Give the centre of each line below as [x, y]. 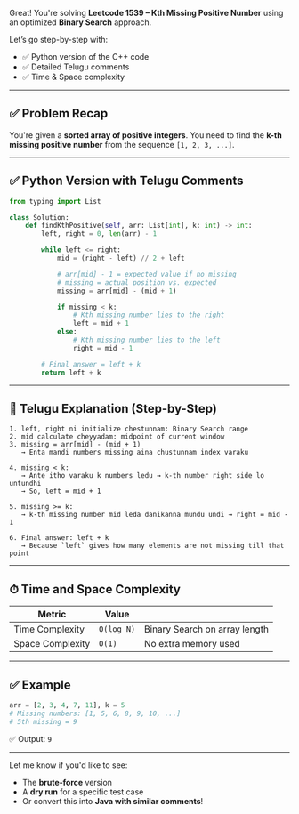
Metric [52, 615]
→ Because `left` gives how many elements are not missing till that [153, 546]
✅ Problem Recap [59, 113]
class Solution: [39, 217]
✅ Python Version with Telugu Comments [126, 181]
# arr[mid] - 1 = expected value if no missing [147, 274]
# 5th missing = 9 [43, 721]
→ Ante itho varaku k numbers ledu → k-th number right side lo [143, 476]
